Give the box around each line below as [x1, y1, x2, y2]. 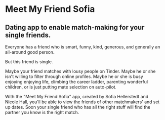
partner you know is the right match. [5, 110, 79, 115]
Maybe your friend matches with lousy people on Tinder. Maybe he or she [5, 68, 156, 74]
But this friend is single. [5, 59, 53, 65]
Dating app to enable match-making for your [5, 23, 145, 32]
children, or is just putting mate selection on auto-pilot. [5, 84, 117, 90]
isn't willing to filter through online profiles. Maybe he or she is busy [5, 74, 143, 80]
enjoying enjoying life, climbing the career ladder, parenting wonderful [5, 79, 148, 84]
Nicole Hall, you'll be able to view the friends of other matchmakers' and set [5, 99, 160, 105]
